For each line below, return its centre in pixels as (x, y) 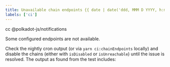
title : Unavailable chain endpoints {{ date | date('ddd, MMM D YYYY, (81, 10)
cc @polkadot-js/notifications (36, 29)
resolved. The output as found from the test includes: (61, 59)
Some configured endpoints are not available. (53, 39)
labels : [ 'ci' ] (21, 15)
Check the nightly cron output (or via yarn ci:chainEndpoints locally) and (82, 48)
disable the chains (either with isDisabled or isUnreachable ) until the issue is (85, 54)
